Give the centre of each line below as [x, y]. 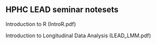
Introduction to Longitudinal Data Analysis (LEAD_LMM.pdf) [78, 36]
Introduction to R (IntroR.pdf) [41, 24]
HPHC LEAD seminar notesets [62, 10]
